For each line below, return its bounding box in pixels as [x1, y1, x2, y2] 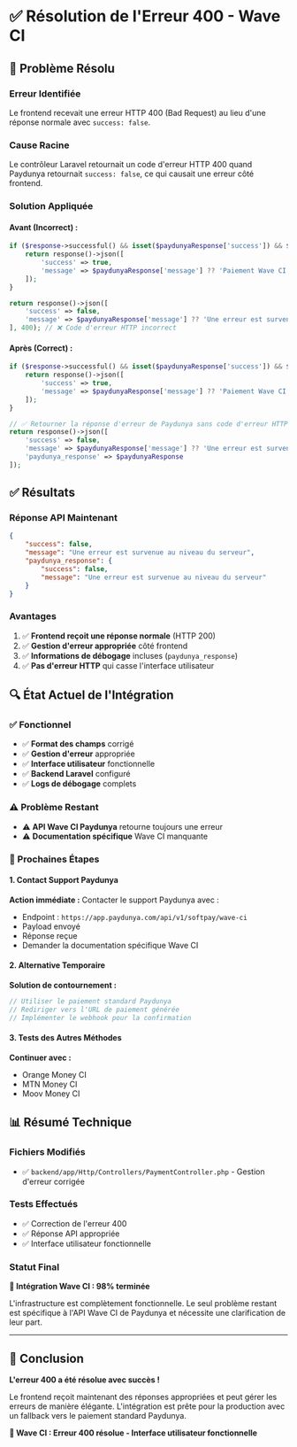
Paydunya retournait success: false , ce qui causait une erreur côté [9, 168, 255, 179]
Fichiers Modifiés [9, 1146, 86, 1158]
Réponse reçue [21, 930, 78, 940]
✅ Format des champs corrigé [21, 739, 134, 749]
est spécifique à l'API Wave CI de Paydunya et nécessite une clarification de [9, 1308, 286, 1319]
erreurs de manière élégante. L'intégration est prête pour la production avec [9, 1401, 286, 1412]
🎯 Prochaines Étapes [9, 853, 100, 865]
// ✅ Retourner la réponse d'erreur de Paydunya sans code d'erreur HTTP [9, 419, 289, 429]
